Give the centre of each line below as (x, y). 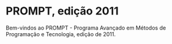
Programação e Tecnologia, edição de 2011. (61, 34)
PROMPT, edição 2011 (62, 11)
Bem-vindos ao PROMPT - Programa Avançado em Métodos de (86, 28)
